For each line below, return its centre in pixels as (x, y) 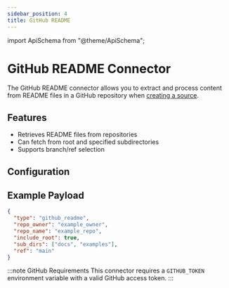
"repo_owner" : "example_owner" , (61, 225)
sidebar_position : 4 (38, 14)
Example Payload (46, 196)
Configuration (39, 172)
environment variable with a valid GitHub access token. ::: (91, 278)
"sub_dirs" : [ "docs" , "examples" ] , (66, 244)
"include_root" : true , (47, 237)
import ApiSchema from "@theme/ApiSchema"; (76, 40)
